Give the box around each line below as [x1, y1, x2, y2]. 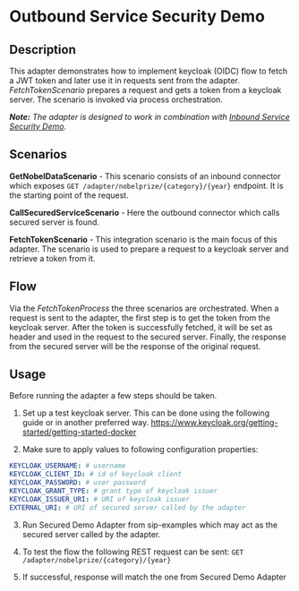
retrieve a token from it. [9, 253, 96, 263]
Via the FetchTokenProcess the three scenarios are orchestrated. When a [9, 303, 279, 313]
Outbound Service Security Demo [9, 6, 266, 27]
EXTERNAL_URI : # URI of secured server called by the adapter [9, 503, 246, 512]
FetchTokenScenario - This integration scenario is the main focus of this [9, 234, 278, 244]
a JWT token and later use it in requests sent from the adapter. [9, 75, 240, 86]
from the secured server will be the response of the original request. [9, 340, 261, 351]
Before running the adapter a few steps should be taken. [9, 390, 218, 401]
